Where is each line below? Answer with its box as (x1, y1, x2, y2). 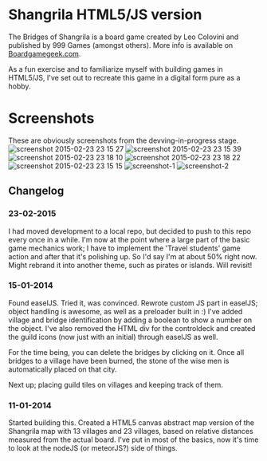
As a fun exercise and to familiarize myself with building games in (8, 64, 223, 73)
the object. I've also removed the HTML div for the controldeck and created (8, 323, 256, 333)
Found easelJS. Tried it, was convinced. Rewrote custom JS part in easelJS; (8, 297, 258, 308)
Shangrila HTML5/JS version (8, 6, 202, 24)
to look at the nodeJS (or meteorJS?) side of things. (8, 443, 178, 453)
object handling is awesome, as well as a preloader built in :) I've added (8, 306, 243, 316)
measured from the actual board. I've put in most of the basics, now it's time (8, 435, 259, 444)
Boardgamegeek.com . (8, 49, 81, 58)
